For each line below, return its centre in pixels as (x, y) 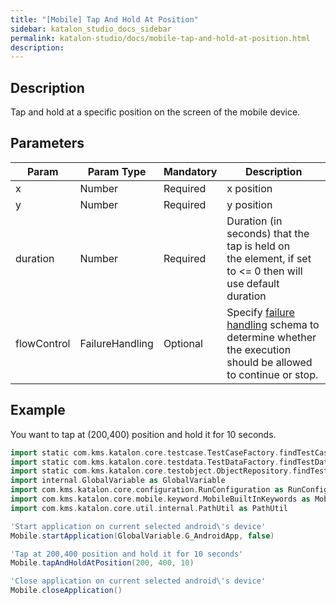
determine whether (271, 337)
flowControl (43, 343)
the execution (259, 349)
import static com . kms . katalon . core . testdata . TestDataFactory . (145, 462)
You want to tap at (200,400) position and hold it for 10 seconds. (143, 434)
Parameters (47, 143)
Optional (183, 343)
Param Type (117, 171)
